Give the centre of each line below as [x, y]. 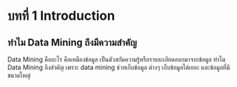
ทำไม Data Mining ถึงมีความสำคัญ [72, 42]
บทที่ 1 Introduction [61, 16]
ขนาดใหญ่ [19, 75]
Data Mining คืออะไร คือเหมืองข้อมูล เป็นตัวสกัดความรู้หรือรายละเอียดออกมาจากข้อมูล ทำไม [117, 59]
